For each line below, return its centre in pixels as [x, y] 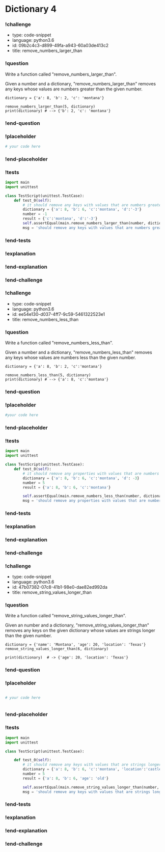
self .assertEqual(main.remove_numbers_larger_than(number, [84, 223]
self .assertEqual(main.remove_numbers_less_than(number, [82, 496]
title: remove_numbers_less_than [45, 319]
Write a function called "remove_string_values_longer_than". [66, 616]
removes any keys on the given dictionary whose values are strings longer [80, 631]
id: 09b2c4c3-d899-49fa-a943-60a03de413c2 [60, 46]
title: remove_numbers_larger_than [47, 51]
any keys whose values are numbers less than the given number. [70, 357]
